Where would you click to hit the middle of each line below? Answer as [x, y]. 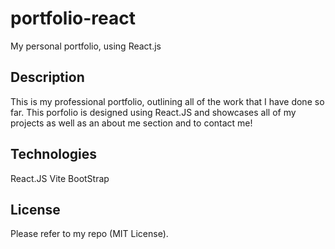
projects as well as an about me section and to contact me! [131, 123]
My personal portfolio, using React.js [86, 46]
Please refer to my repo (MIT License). [89, 234]
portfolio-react [73, 18]
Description [47, 77]
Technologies [54, 154]
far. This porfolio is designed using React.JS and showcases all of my [153, 112]
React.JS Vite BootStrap [60, 178]
